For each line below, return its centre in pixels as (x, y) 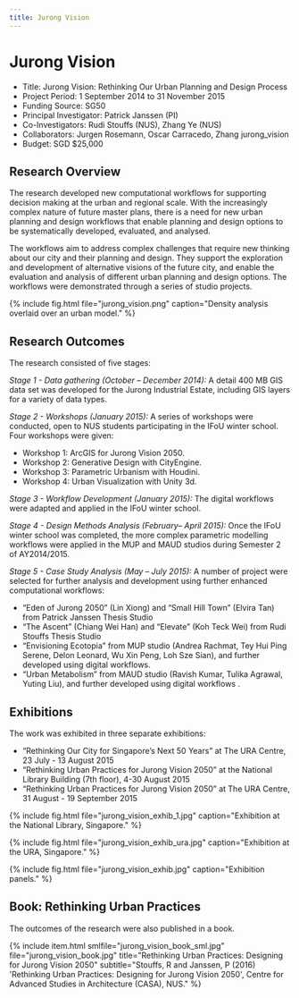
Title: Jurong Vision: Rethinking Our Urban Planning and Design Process (155, 87)
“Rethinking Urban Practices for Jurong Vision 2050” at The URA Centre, (156, 789)
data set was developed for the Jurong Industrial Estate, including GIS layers (150, 390)
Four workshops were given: (62, 436)
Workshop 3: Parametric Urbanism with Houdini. (111, 472)
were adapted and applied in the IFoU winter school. (105, 508)
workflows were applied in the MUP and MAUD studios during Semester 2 (145, 545)
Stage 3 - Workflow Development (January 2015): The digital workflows (141, 499)
